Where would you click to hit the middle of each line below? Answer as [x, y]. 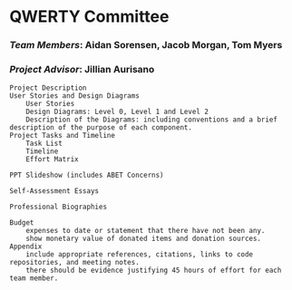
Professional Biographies [58, 207]
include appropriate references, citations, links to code [140, 255]
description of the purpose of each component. [101, 128]
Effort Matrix [52, 159]
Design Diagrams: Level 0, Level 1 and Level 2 [117, 112]
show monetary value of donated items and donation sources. [143, 239]
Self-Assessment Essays [54, 191]
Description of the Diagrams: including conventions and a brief [152, 120]
